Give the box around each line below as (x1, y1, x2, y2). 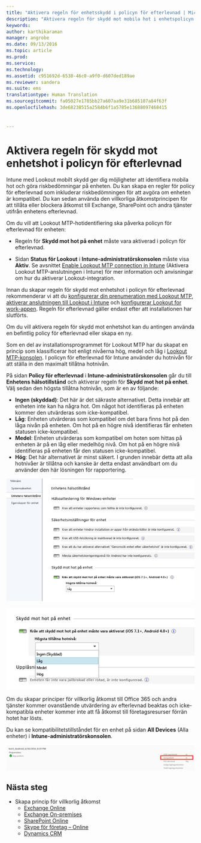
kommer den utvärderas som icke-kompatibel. (14, 409, 129, 416)
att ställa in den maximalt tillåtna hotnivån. (6, 360, 109, 368)
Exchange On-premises (23, 811, 83, 818)
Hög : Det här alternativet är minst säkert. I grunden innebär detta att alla (14, 454, 193, 461)
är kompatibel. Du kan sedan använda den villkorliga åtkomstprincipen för (6, 195, 188, 203)
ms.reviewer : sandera (6, 79, 60, 85)
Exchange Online (23, 805, 66, 812)
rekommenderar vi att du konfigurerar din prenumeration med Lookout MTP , (6, 292, 193, 300)
